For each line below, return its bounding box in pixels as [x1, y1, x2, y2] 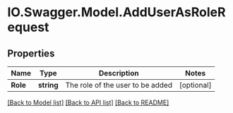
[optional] [179, 81, 212, 90]
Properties [7, 47, 55, 59]
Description [98, 69, 139, 78]
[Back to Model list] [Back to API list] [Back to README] [7, 98, 169, 107]
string [37, 81, 59, 90]
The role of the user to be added [65, 81, 173, 90]
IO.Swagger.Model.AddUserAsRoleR [7, 4, 226, 20]
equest [7, 19, 49, 35]
